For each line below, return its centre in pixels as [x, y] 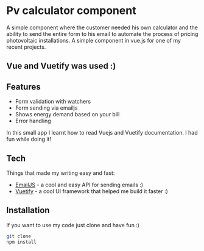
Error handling [33, 121]
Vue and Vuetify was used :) [61, 66]
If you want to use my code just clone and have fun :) [73, 225]
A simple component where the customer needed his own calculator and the [102, 27]
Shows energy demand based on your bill [67, 115]
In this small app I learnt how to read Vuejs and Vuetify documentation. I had [102, 133]
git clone [19, 236]
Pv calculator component [71, 11]
